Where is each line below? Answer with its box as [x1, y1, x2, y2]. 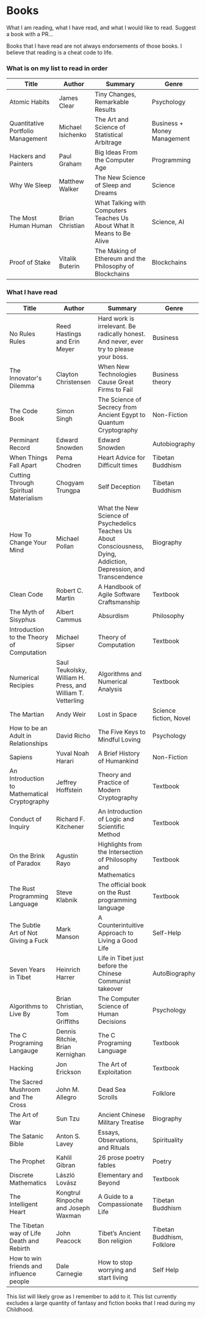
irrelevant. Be [98, 322, 136, 330]
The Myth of [9, 608, 45, 616]
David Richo [56, 731, 91, 740]
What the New [98, 504, 139, 512]
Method [98, 830, 121, 838]
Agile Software [98, 590, 140, 598]
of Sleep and [94, 181, 131, 190]
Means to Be [94, 229, 131, 238]
